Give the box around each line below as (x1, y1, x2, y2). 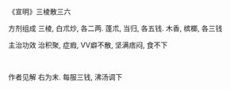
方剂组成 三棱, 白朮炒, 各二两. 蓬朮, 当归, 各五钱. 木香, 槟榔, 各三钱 (8, 24, 223, 33)
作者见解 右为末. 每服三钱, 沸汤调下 (8, 72, 123, 81)
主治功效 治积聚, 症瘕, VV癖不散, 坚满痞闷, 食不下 (8, 40, 168, 50)
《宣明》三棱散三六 (8, 7, 71, 16)
